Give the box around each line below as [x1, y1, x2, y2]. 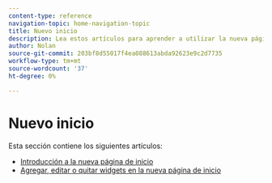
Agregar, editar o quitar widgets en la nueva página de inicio [19, 165, 221, 175]
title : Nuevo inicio [8, 27, 79, 35]
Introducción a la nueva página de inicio [19, 156, 154, 166]
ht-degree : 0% [8, 72, 57, 80]
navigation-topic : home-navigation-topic [8, 19, 151, 28]
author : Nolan [8, 42, 57, 50]
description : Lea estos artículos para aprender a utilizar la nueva [8, 34, 249, 43]
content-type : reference [8, 11, 92, 20]
